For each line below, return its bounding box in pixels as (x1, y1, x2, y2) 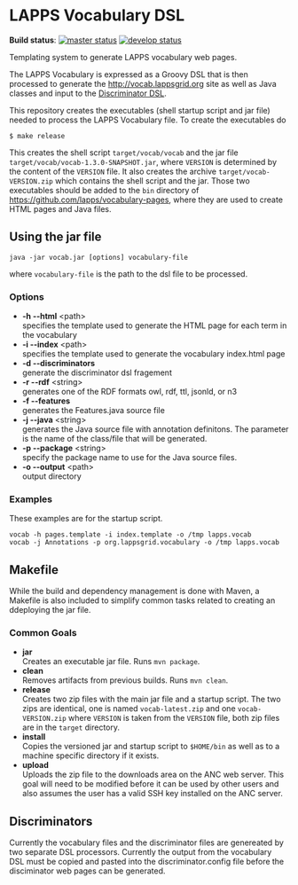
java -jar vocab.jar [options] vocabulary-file (9, 253, 189, 262)
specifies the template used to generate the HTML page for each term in (21, 320, 287, 331)
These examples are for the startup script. (9, 513, 163, 524)
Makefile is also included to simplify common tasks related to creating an (9, 595, 276, 606)
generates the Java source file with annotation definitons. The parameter (21, 424, 289, 435)
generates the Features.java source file (21, 405, 166, 416)
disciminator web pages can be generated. (9, 865, 166, 876)
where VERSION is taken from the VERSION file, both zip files (67, 713, 280, 724)
